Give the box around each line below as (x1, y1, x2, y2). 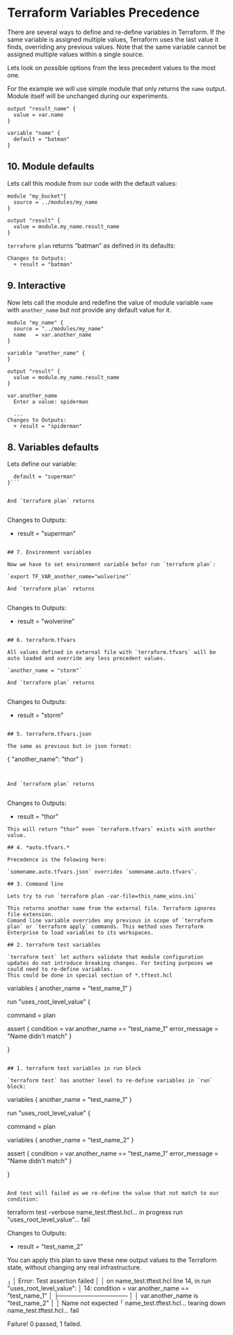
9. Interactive (7, 280, 66, 291)
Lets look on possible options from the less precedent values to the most (7, 63, 216, 72)
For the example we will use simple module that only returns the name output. (7, 84, 227, 93)
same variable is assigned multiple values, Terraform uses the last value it (7, 35, 219, 43)
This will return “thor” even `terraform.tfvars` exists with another (7, 826, 216, 833)
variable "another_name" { (7, 349, 86, 356)
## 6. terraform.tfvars (7, 637, 77, 644)
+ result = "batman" (13, 261, 73, 268)
